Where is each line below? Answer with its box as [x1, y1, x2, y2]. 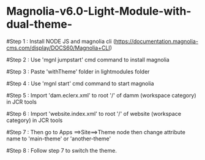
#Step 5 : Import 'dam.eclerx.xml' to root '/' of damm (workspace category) [6, 91, 197, 99]
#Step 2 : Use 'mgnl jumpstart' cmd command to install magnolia [6, 56, 170, 63]
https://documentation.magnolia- [115, 37, 199, 45]
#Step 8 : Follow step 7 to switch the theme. [6, 147, 117, 154]
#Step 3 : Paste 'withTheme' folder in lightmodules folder [6, 67, 150, 75]
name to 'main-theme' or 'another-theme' [6, 135, 111, 142]
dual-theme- [6, 17, 72, 31]
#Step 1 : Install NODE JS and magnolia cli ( [6, 37, 116, 45]
